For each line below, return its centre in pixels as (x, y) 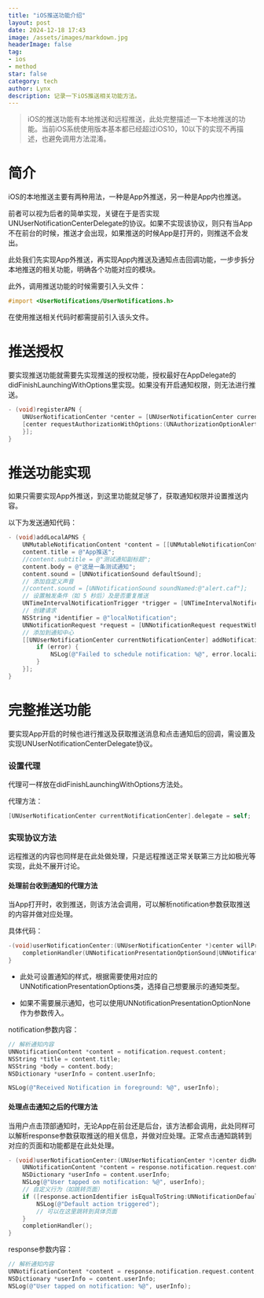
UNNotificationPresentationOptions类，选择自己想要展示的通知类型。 (132, 987)
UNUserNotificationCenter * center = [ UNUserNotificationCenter (128, 417)
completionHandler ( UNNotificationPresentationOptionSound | (121, 953)
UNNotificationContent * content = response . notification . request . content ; (133, 1271)
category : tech (33, 81)
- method (22, 67)
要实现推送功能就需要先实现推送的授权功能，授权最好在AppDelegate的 (122, 375)
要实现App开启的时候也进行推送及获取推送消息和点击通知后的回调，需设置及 (132, 734)
